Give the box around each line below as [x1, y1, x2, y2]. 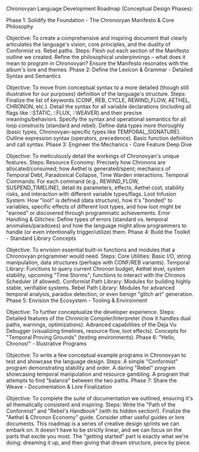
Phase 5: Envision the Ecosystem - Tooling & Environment [6, 297, 147, 304]
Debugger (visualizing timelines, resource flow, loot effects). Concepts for [6, 328, 187, 334]
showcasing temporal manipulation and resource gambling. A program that [6, 370, 189, 378]
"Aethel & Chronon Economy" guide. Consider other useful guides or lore [6, 414, 185, 420]
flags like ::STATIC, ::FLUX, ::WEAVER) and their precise [6, 110, 143, 116]
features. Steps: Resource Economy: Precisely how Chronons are [6, 159, 166, 166]
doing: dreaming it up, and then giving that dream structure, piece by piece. [6, 439, 191, 446]
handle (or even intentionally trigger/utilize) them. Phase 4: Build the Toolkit [6, 229, 191, 235]
